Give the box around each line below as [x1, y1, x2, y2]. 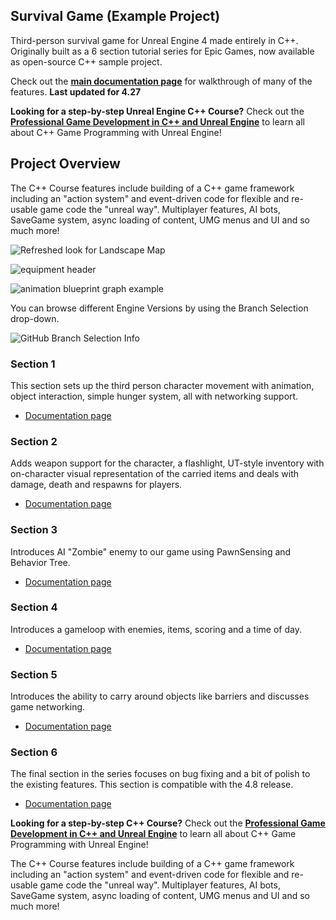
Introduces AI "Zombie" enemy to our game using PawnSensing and [10, 545, 292, 558]
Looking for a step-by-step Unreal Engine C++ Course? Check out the [10, 105, 305, 117]
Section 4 [10, 600, 58, 614]
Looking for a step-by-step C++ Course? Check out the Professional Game [10, 817, 326, 829]
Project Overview [10, 155, 121, 173]
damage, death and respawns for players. [10, 479, 183, 491]
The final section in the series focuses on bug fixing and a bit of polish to [10, 768, 311, 780]
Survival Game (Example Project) [10, 8, 221, 25]
